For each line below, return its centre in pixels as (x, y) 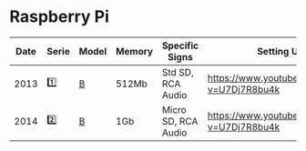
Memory (134, 51)
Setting (273, 51)
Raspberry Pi (59, 17)
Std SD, (178, 72)
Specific (180, 45)
